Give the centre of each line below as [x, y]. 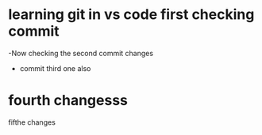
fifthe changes [32, 122]
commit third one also [55, 68]
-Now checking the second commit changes [81, 53]
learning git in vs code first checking [131, 15]
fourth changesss [68, 101]
